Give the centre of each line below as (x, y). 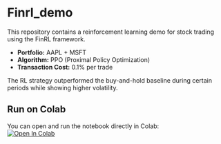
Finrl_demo (40, 13)
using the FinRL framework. (46, 39)
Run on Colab (37, 109)
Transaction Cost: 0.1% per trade (65, 67)
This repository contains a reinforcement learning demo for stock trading (111, 32)
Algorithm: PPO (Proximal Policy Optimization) (84, 59)
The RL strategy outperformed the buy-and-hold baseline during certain (110, 80)
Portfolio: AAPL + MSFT (52, 52)
